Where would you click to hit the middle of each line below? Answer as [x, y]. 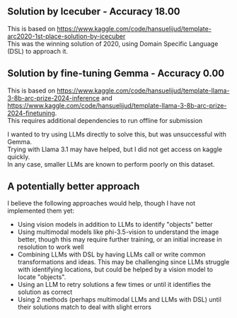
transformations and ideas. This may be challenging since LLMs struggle [123, 262]
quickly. [19, 157]
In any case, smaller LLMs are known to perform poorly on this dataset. [111, 164]
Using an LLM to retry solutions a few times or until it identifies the [114, 285]
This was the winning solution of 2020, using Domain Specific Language [113, 43]
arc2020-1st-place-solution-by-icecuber [67, 36]
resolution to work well [51, 247]
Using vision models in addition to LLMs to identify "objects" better [115, 225]
